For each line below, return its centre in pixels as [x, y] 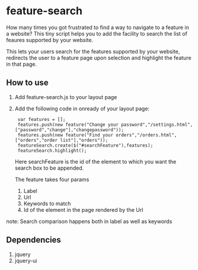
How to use [27, 83]
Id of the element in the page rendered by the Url [83, 209]
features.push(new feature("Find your [66, 135]
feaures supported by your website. [50, 40]
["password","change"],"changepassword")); [69, 130]
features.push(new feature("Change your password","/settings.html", [105, 125]
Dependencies [33, 240]
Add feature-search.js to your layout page [66, 97]
